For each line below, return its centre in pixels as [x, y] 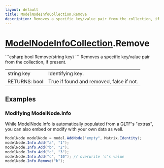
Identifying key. [66, 73]
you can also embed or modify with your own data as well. [64, 129]
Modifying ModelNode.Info [38, 113]
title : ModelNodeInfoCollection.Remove [46, 14]
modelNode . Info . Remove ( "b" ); [35, 161]
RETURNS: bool [26, 82]
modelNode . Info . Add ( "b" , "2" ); [37, 147]
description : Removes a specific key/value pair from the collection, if [82, 19]
